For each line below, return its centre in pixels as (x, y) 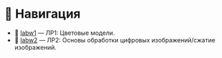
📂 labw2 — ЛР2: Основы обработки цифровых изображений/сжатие (115, 40)
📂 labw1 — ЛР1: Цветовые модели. (64, 33)
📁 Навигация (43, 14)
